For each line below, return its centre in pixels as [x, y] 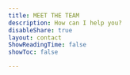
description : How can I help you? [65, 23]
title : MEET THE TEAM [44, 15]
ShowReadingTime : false [48, 45]
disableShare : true [40, 30]
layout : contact [35, 37]
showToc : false [33, 52]
